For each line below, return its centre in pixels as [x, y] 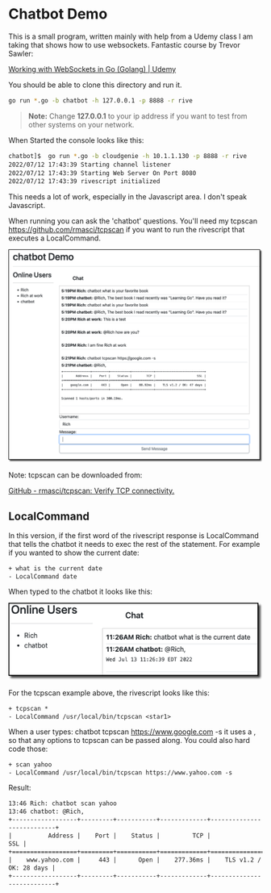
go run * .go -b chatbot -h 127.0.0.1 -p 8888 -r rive [101, 100]
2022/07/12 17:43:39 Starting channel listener [90, 165]
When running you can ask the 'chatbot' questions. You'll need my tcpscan [133, 221]
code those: [28, 749]
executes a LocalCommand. [54, 238]
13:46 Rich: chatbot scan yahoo [63, 803]
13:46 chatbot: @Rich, [46, 812]
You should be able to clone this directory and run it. [96, 85]
